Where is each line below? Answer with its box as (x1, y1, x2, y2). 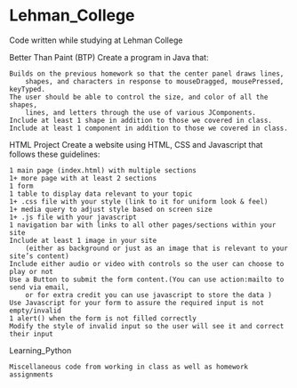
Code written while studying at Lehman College (9, 35, 183, 45)
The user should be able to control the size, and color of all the (9, 93, 269, 101)
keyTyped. (9, 85, 46, 93)
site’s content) (9, 251, 69, 261)
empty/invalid (9, 306, 62, 315)
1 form (9, 182, 34, 190)
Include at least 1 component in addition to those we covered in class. (9, 124, 289, 133)
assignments (9, 370, 53, 379)
